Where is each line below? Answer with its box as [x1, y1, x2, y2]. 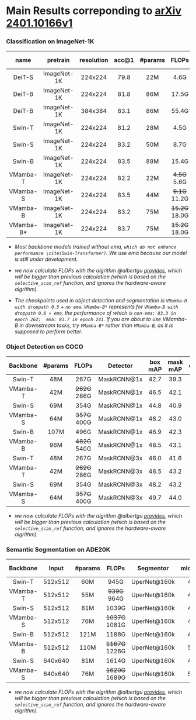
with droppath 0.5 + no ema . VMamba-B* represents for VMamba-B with [14, 303, 178, 311]
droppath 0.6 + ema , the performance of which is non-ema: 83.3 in [14, 309, 176, 316]
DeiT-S [13, 73, 34, 81]
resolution [79, 56, 108, 64]
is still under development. [14, 256, 78, 263]
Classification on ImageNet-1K [6, 37, 94, 46]
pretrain [47, 56, 70, 64]
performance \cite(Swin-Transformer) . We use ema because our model [14, 250, 187, 257]
